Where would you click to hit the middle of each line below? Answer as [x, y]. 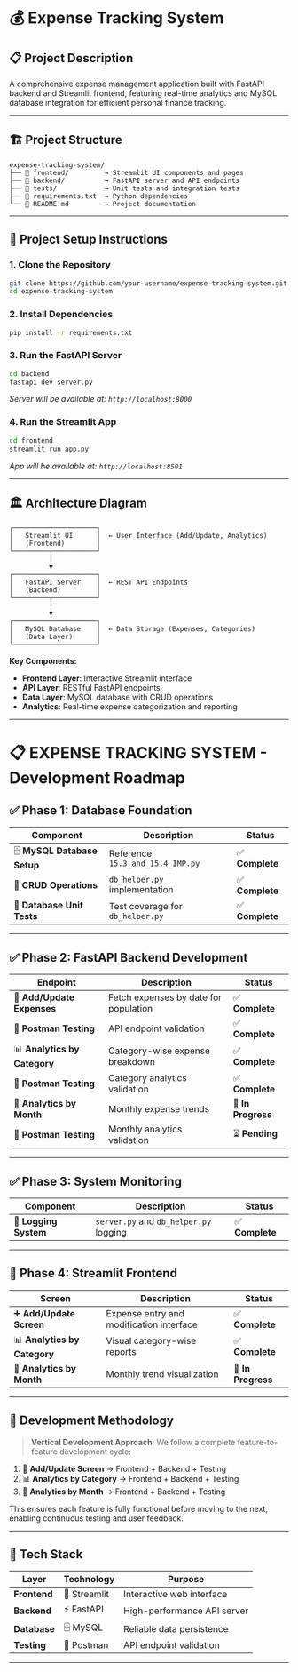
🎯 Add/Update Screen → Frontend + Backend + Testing [124, 1468]
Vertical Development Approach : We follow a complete [133, 1442]
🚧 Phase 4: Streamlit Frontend [93, 1273]
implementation [141, 890]
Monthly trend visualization [162, 1373]
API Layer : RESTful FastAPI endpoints [91, 688]
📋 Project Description [71, 58]
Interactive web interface [176, 1595]
